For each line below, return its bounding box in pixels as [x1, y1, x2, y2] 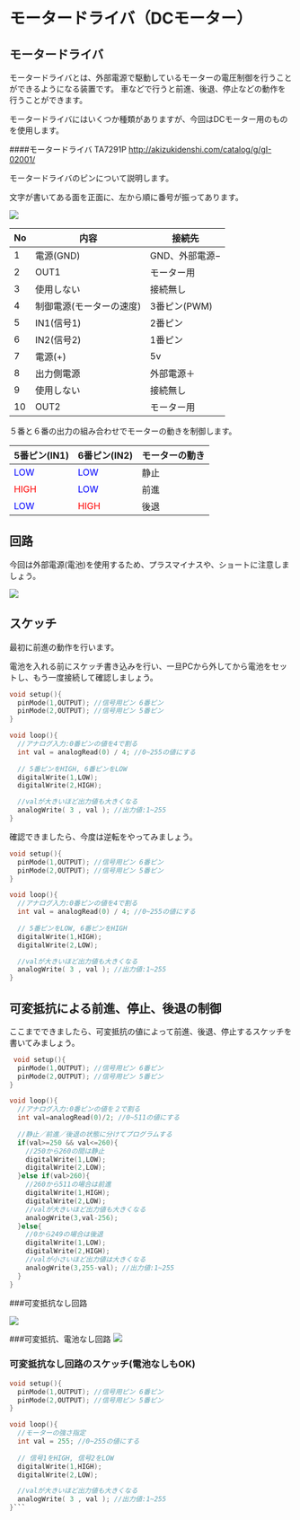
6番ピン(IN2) [77, 450, 133, 461]
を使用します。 [9, 125, 65, 136]
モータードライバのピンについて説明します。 [9, 172, 173, 183]
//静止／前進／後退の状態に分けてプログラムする [17, 1129, 172, 1138]
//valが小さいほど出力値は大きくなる [25, 1255, 146, 1264]
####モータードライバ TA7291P [9, 145, 128, 154]
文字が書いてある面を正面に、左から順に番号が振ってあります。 [9, 192, 244, 202]
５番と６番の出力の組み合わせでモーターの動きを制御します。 [9, 426, 237, 436]
